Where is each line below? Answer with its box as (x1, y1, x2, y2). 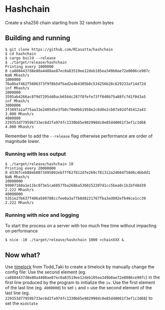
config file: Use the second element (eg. (5, 269, 87, 275)
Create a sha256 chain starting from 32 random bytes (5, 20, 114, 26)
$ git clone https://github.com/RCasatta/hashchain (5, 47, 113, 52)
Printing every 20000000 (5, 166, 56, 171)
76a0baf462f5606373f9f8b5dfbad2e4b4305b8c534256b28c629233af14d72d (5, 81, 146, 86)
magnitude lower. (5, 138, 40, 144)
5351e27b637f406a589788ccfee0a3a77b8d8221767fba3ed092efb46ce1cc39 (5, 196, 146, 201)
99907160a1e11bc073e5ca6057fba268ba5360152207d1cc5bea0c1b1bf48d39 (5, 183, 146, 188)
